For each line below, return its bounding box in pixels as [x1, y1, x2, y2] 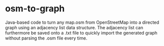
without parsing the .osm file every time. [5, 35, 88, 41]
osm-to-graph [5, 3, 65, 14]
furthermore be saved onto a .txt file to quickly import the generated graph [5, 30, 158, 36]
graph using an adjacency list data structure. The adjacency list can [5, 24, 144, 30]
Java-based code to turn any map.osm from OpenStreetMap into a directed [5, 19, 160, 25]
